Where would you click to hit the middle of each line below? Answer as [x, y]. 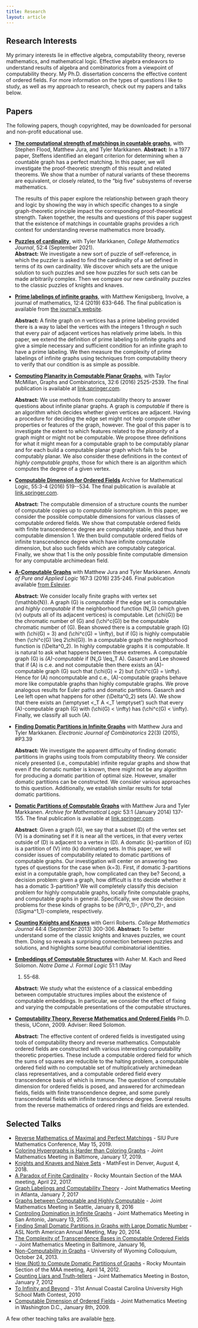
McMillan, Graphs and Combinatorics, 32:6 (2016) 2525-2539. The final [101, 382]
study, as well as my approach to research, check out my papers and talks [96, 87]
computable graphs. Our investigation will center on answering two [96, 861]
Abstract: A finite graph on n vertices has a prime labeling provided [97, 321]
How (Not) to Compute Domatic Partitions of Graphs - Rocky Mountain [100, 1263]
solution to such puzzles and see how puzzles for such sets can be [96, 273]
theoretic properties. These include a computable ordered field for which [103, 1055]
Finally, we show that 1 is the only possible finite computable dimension [101, 555]
